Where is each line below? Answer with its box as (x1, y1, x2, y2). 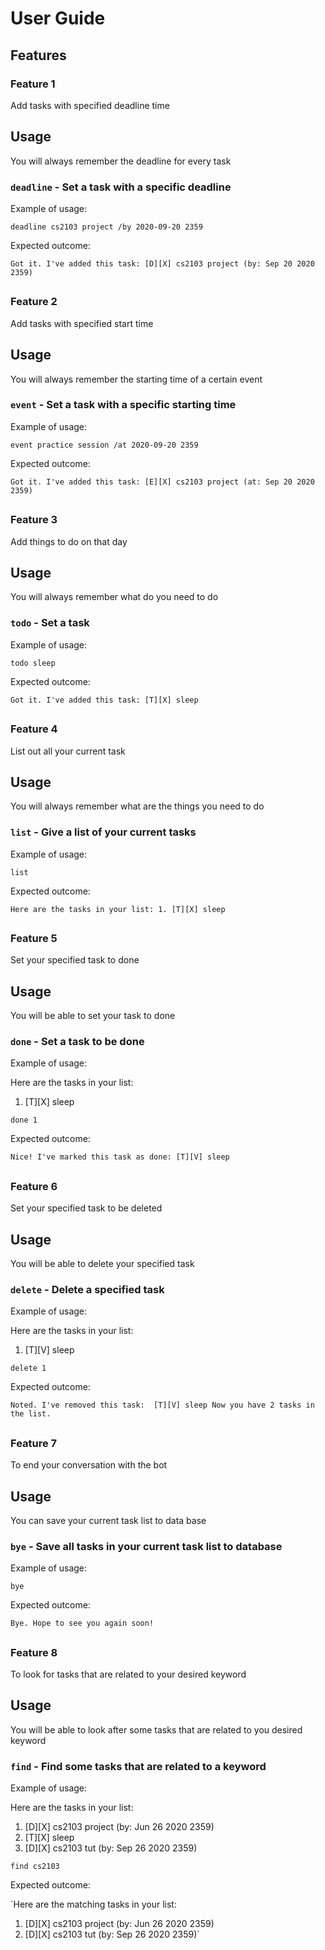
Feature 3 (10, 513, 58, 527)
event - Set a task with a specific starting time (10, 398, 237, 412)
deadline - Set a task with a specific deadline (10, 180, 232, 194)
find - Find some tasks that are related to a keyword (10, 1759, 267, 1773)
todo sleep (10, 658, 56, 668)
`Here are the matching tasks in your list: (10, 1898, 177, 1911)
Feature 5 (10, 932, 58, 945)
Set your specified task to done (10, 954, 140, 966)
